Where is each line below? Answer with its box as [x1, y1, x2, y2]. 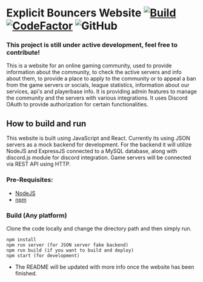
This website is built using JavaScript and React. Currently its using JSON [6, 134, 191, 142]
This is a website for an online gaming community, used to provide [6, 62, 172, 69]
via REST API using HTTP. [6, 160, 71, 168]
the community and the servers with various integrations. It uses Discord [6, 94, 188, 101]
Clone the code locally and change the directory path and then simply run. [6, 225, 192, 232]
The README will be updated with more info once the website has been [15, 263, 195, 270]
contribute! [6, 49, 41, 57]
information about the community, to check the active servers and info [6, 69, 182, 76]
